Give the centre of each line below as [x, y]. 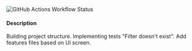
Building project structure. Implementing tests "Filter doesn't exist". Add [97, 37]
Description [22, 23]
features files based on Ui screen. [49, 43]
